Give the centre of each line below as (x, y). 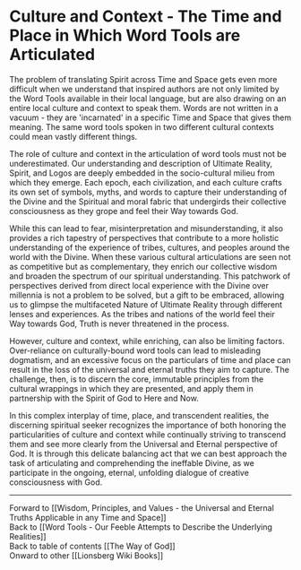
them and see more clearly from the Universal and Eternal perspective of (144, 444)
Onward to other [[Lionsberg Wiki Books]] (86, 555)
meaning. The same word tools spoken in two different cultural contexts (142, 126)
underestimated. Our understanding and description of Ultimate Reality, (141, 163)
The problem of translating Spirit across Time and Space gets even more (143, 79)
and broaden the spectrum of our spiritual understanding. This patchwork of (150, 276)
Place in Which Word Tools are (125, 35)
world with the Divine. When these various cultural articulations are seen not (150, 256)
